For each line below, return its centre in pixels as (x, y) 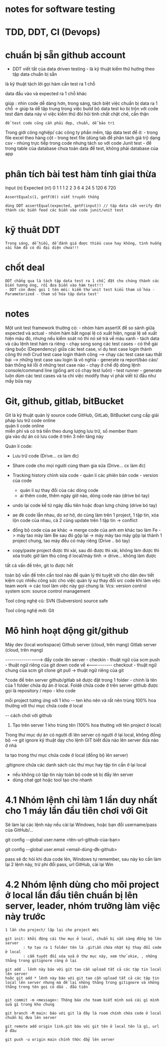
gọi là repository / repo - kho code (40, 690)
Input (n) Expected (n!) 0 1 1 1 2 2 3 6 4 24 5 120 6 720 (61, 188)
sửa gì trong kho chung (30, 1004)
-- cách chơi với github (29, 715)
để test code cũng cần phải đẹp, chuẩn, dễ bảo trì (60, 123)
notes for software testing (60, 9)
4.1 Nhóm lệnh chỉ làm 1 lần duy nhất (82, 800)
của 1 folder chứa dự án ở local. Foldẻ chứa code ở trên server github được (82, 685)
